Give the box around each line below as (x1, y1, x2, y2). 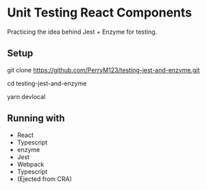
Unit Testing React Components (7, 5, 193, 21)
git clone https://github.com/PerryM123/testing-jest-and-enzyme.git (7, 65, 200, 74)
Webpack (16, 160, 45, 168)
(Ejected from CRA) (16, 174, 72, 183)
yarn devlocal (7, 92, 46, 101)
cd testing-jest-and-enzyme (7, 79, 87, 87)
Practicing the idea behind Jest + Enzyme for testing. (7, 28, 158, 36)
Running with (7, 112, 65, 125)
